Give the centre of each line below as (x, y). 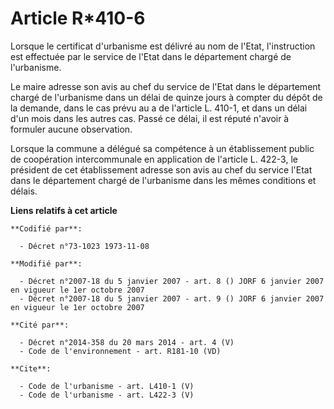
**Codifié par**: (46, 228)
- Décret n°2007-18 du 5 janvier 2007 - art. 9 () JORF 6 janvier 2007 (172, 298)
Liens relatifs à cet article (64, 210)
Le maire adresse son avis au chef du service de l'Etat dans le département (166, 86)
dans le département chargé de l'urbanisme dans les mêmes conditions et (163, 180)
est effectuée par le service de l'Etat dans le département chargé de (151, 56)
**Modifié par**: (46, 263)
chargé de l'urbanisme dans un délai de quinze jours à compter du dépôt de (166, 97)
